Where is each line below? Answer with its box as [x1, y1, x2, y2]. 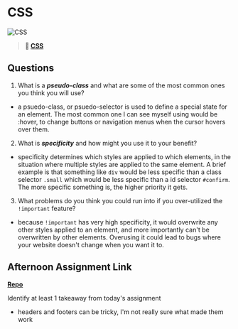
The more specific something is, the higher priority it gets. [17, 183, 188, 191]
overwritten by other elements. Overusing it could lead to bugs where [17, 232, 222, 242]
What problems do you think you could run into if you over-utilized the [17, 196, 223, 205]
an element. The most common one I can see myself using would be [17, 109, 218, 118]
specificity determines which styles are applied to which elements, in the [17, 152, 231, 161]
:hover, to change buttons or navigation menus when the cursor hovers [17, 117, 226, 126]
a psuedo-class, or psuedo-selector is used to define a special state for [17, 102, 227, 111]
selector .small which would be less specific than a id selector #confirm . [17, 175, 231, 183]
